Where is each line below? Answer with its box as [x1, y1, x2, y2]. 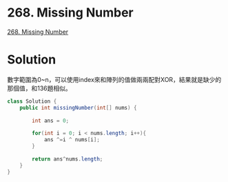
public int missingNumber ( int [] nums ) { [19, 104, 137, 111]
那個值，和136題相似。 [7, 84, 72, 92]
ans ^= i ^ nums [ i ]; [43, 136, 100, 143]
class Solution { [7, 98, 57, 105]
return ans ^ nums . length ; [32, 155, 103, 163]
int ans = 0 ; [32, 117, 70, 124]
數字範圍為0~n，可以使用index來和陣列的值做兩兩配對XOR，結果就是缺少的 [7, 75, 222, 83]
